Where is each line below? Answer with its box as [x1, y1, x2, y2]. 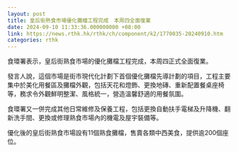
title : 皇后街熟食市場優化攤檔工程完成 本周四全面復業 [7, 17, 151, 24]
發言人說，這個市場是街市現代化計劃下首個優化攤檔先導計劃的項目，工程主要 [7, 72, 231, 81]
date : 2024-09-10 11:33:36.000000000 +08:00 [7, 23, 141, 30]
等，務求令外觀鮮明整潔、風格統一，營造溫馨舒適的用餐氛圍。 [7, 90, 188, 98]
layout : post [7, 10, 46, 18]
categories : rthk [7, 37, 59, 44]
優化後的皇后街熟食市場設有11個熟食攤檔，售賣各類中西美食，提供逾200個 [7, 129, 223, 137]
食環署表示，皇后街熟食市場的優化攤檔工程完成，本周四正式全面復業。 [7, 57, 212, 66]
